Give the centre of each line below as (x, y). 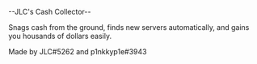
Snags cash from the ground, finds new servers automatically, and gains (129, 27)
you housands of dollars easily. (60, 36)
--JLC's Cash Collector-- (50, 12)
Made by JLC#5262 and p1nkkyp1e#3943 (78, 51)
